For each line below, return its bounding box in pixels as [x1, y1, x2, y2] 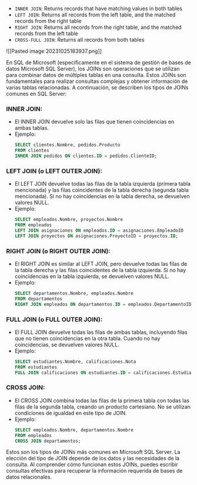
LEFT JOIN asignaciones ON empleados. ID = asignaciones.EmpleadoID [14, 228, 184, 233]
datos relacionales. [6, 473, 52, 481]
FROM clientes [14, 148, 49, 153]
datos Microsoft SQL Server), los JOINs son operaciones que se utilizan [6, 65, 180, 72]
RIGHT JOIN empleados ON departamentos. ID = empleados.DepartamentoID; [14, 301, 194, 307]
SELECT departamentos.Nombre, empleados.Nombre [14, 290, 133, 296]
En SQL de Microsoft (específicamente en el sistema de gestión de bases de [6, 59, 191, 66]
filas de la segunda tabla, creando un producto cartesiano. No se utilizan [14, 403, 191, 410]
